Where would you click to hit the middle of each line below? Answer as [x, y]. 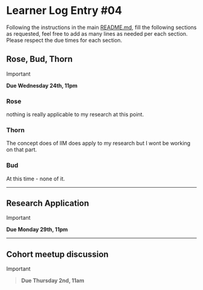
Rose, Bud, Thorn [40, 59]
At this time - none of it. [36, 179]
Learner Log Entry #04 [64, 11]
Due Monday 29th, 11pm [37, 229]
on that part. [22, 150]
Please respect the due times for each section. [64, 40]
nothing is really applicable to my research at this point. [75, 114]
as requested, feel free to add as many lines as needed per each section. [97, 33]
